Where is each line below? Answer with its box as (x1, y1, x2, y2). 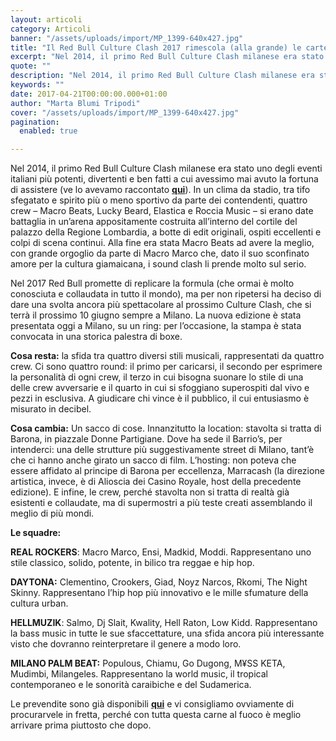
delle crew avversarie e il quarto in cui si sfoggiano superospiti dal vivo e (10, 382, 310, 394)
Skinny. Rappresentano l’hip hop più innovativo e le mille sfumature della (10, 587, 309, 599)
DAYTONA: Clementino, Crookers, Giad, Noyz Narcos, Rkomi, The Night (10, 576, 308, 588)
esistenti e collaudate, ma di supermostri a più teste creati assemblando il (10, 497, 313, 509)
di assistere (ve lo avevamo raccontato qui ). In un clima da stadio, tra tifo (10, 184, 311, 196)
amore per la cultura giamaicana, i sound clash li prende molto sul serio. (10, 258, 307, 270)
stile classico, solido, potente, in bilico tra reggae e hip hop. (10, 557, 255, 569)
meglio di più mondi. (10, 507, 95, 520)
